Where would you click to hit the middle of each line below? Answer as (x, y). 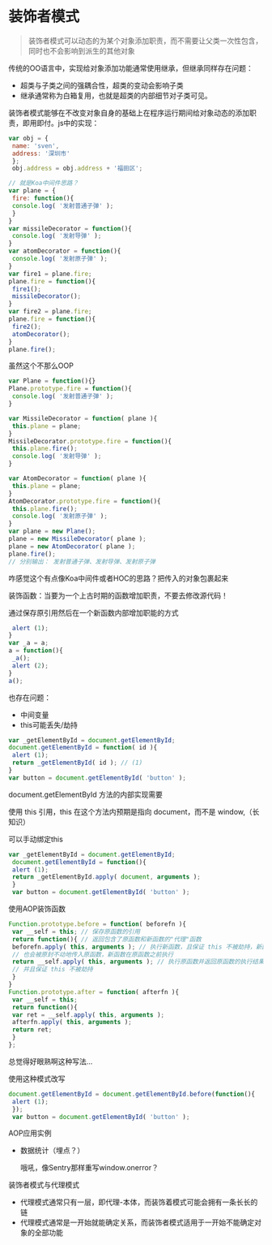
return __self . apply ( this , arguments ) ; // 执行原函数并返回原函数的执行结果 (138, 962)
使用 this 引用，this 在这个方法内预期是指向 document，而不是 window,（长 (134, 811)
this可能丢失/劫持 (49, 724)
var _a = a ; (28, 643)
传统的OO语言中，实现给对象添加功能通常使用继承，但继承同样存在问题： (131, 68)
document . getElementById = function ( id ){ (83, 748)
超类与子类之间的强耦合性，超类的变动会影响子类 (102, 85)
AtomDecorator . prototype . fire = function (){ (85, 501)
